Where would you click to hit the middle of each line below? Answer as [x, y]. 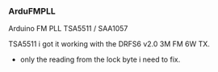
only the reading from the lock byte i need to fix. [100, 60]
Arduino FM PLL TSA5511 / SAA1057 [68, 29]
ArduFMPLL [32, 11]
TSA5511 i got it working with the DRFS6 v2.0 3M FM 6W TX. [109, 44]
